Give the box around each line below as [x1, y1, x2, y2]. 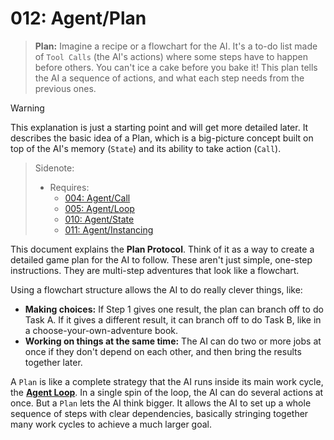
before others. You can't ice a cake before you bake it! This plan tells [34, 61, 318, 73]
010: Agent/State [64, 213, 135, 225]
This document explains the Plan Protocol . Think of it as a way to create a [10, 243, 315, 255]
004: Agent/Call [64, 192, 131, 204]
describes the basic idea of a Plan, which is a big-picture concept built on [10, 132, 314, 144]
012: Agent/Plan [10, 7, 147, 30]
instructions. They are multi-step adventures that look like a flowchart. [10, 264, 300, 276]
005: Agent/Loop [64, 202, 135, 214]
